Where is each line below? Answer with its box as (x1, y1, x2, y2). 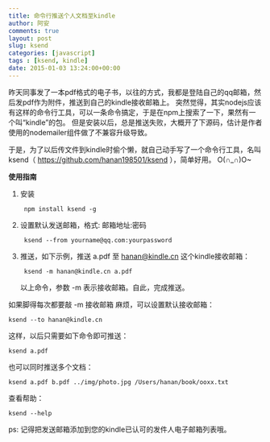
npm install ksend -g (23, 204, 97, 213)
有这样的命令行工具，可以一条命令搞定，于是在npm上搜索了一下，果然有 (8, 107, 250, 117)
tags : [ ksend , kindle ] (8, 57, 89, 65)
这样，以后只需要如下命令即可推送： (8, 331, 129, 341)
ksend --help (8, 409, 52, 417)
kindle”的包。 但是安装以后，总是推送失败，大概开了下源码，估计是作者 (25, 118, 263, 127)
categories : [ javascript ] (8, 49, 95, 57)
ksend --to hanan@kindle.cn (8, 316, 103, 324)
